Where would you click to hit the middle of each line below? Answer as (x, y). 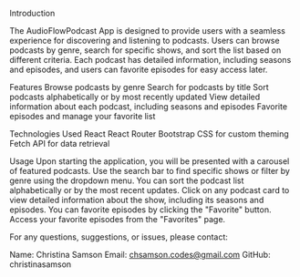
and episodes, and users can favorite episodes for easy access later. (139, 69)
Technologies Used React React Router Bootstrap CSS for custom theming (149, 134)
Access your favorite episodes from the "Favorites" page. (118, 219)
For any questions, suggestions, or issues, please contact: (119, 237)
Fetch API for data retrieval (60, 144)
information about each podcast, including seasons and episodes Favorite (149, 107)
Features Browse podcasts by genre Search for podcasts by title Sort (139, 87)
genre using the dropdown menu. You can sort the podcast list (127, 180)
